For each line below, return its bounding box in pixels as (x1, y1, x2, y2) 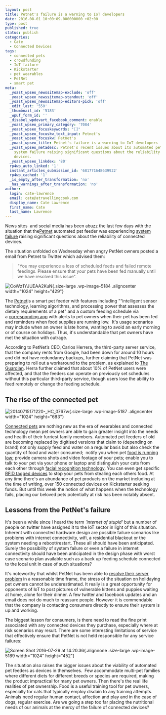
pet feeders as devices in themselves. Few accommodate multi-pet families (5, 668, 160, 673)
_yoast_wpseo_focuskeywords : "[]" (9, 126, 81, 131)
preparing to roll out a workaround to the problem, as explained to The (5, 360, 148, 366)
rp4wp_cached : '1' (9, 172, 48, 178)
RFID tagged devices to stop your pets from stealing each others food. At (5, 470, 154, 476)
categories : (5, 35, 30, 40)
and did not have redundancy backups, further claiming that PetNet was (5, 355, 152, 361)
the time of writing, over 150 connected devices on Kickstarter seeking (5, 481, 149, 487)
